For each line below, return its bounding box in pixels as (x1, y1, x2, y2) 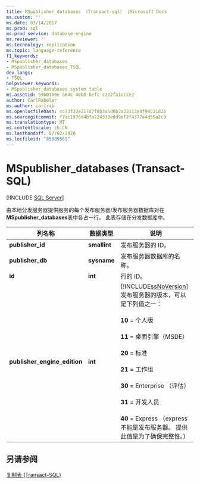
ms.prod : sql (6, 25, 39, 32)
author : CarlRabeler (6, 97, 58, 103)
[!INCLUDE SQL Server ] (6, 194, 64, 201)
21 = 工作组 (120, 365, 154, 373)
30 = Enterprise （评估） (120, 382, 190, 390)
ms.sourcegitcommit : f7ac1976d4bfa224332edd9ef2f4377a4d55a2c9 (6, 114, 167, 120)
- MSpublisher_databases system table (6, 86, 102, 92)
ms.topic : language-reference (6, 48, 82, 54)
